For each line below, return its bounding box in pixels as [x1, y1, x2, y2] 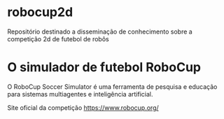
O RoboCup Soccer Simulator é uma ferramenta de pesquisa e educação [7, 82, 218, 91]
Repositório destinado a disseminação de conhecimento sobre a [7, 27, 192, 36]
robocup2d [7, 4, 73, 20]
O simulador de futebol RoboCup [7, 59, 202, 76]
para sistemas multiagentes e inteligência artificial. [7, 90, 153, 98]
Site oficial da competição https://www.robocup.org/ [7, 103, 159, 112]
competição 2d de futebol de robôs [7, 34, 110, 43]
